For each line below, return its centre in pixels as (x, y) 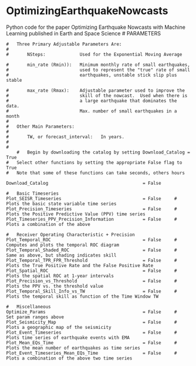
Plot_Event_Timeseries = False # (92, 332)
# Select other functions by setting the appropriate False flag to (94, 162)
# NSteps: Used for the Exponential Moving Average (94, 54)
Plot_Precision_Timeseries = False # (92, 209)
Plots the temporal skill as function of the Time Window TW (82, 296)
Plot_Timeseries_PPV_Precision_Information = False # (92, 219)
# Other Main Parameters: (40, 127)
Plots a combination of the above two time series (69, 358)
